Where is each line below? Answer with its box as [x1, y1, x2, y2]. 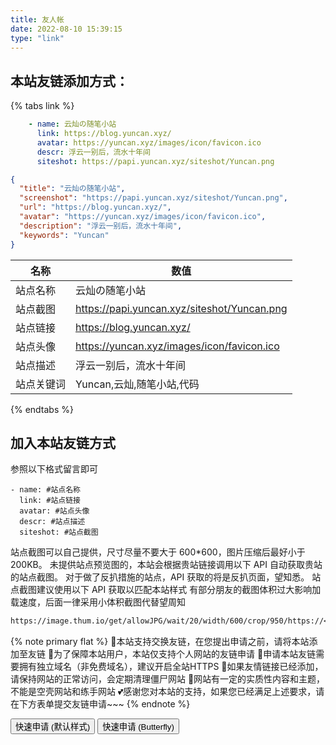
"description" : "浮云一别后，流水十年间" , [19, 221, 183, 231]
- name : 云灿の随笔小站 [28, 119, 117, 130]
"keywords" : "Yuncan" [19, 230, 110, 240]
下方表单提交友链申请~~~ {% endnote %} [18, 698, 191, 710]
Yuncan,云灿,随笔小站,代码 [75, 377, 200, 391]
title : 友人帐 [10, 14, 65, 25]
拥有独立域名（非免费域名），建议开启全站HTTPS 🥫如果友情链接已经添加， [18, 661, 324, 673]
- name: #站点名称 [10, 485, 81, 495]
